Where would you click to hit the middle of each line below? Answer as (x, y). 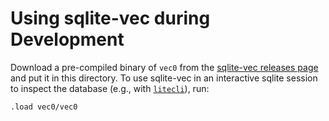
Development (67, 39)
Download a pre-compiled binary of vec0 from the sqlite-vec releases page (164, 67)
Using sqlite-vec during (110, 18)
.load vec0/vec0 (44, 107)
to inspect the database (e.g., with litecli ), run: (110, 88)
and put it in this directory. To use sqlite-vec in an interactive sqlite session (164, 78)
